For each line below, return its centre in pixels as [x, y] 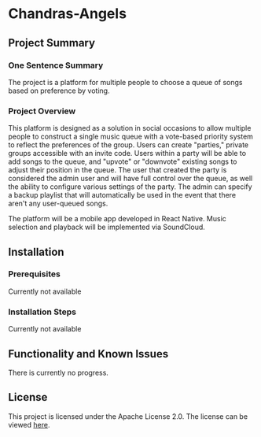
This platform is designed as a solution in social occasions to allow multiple [130, 128]
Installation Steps [42, 312]
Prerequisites [34, 274]
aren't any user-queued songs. [58, 204]
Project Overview [42, 111]
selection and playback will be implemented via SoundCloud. [107, 227]
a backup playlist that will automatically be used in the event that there [122, 195]
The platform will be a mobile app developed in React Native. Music [117, 219]
